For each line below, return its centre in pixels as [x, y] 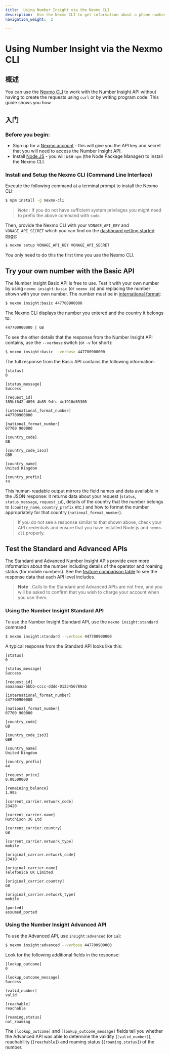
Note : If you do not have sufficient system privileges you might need [90, 210]
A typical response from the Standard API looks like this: [64, 646]
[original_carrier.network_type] [40, 894]
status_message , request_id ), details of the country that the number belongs [84, 501]
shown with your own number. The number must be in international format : [83, 293]
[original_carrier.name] [31, 868]
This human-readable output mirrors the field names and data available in [82, 491]
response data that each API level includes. [50, 577]
